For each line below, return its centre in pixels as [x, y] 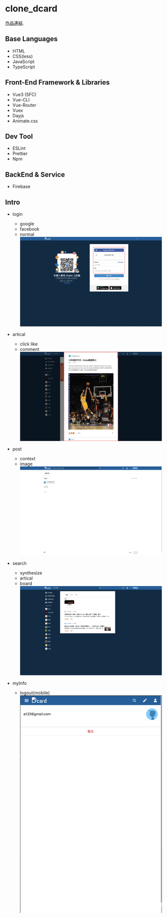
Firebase [21, 186]
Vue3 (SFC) [24, 94]
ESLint [19, 148]
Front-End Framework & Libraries [58, 83]
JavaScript [23, 61]
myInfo [19, 683]
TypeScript [24, 67]
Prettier [20, 154]
